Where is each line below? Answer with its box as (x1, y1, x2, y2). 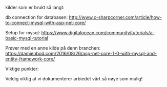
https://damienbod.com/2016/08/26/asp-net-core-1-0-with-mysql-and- (5, 51, 157, 56)
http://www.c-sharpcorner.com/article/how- (69, 14, 162, 20)
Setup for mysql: (5, 30, 40, 35)
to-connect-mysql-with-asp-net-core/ (5, 20, 86, 26)
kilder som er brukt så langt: (5, 5, 65, 10)
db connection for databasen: (5, 14, 68, 20)
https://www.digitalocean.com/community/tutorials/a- (41, 30, 155, 35)
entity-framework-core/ (5, 56, 55, 62)
